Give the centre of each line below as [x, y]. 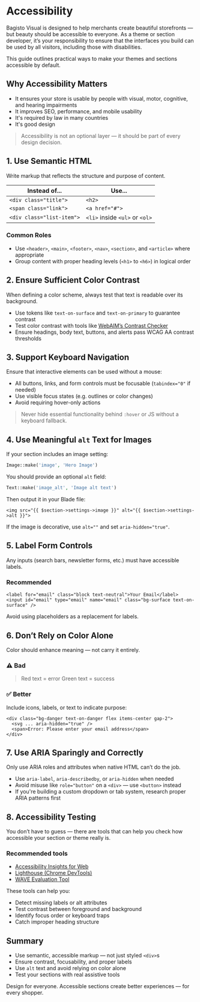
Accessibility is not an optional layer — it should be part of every [101, 136]
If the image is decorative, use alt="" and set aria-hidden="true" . [88, 527]
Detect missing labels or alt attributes [61, 903]
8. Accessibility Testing [51, 817]
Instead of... [44, 190]
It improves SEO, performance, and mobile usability [78, 111]
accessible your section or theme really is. [59, 838]
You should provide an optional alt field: [56, 477]
